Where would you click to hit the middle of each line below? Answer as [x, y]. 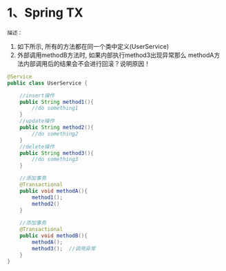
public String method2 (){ [57, 128]
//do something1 [55, 108]
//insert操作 [37, 96]
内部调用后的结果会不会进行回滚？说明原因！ [86, 63]
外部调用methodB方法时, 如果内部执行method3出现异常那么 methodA [115, 55]
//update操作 [37, 121]
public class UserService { [48, 83]
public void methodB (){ [54, 236]
